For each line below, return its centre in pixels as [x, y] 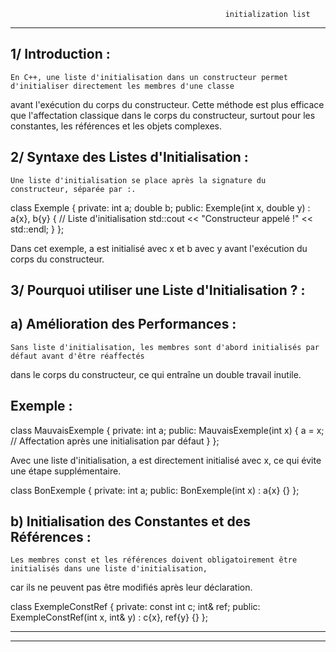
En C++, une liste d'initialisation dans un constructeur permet [149, 77]
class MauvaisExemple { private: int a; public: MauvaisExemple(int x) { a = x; [167, 430]
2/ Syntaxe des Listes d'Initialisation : [129, 157]
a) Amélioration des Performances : [123, 324]
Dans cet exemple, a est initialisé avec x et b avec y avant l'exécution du [159, 248]
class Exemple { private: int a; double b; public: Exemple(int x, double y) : [160, 207]
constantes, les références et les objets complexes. [116, 126]
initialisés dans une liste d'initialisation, [109, 569]
